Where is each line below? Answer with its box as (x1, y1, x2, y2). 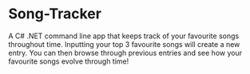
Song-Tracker (8, 5, 102, 23)
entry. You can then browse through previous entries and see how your (8, 48, 242, 57)
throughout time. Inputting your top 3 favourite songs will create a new (8, 39, 240, 49)
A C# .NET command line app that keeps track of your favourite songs (8, 31, 240, 41)
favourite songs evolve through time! (8, 56, 129, 66)
